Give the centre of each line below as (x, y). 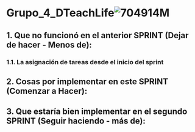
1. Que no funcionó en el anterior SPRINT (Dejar (97, 35)
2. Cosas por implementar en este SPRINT (87, 81)
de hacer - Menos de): (49, 45)
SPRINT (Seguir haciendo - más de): (76, 121)
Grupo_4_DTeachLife (60, 13)
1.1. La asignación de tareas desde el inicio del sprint (85, 62)
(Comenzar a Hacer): (47, 91)
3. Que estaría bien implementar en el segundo (97, 112)
